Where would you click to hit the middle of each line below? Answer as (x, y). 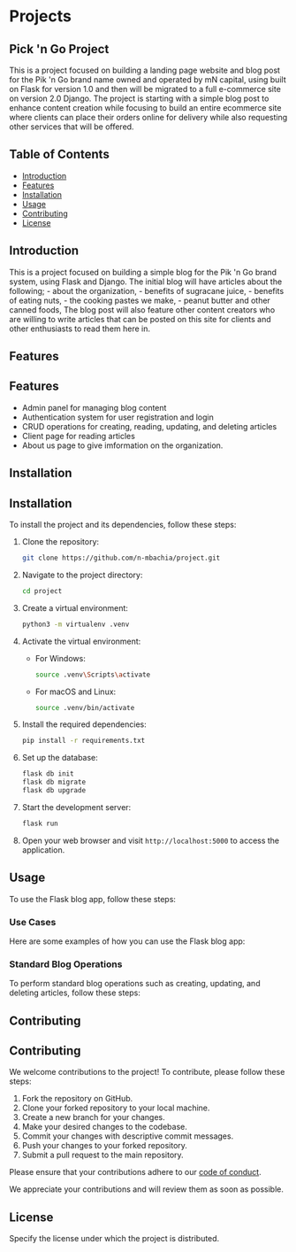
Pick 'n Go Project (59, 49)
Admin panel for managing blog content (94, 407)
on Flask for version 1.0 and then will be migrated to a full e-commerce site (145, 89)
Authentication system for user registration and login (118, 417)
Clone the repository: (61, 542)
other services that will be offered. (72, 127)
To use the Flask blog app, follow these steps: (93, 899)
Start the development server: (76, 807)
